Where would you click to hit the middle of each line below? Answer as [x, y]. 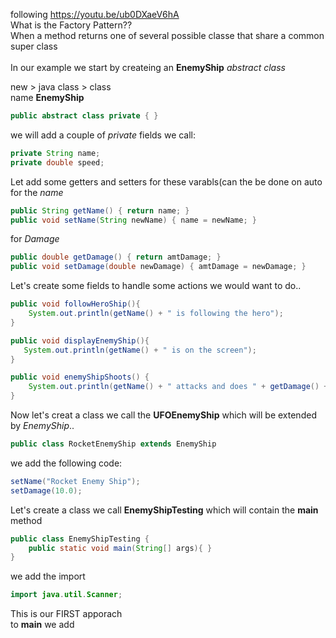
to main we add [42, 625]
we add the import [48, 576]
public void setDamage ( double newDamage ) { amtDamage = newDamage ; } [158, 267]
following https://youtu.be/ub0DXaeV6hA [95, 14]
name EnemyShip [47, 97]
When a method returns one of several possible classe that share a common [167, 35]
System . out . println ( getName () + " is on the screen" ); [140, 350]
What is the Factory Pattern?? [71, 25]
